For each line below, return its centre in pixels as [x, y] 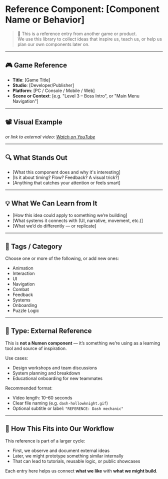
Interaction [23, 273]
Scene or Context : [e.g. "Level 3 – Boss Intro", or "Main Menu [76, 95]
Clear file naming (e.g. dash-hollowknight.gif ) [60, 403]
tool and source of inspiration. [36, 348]
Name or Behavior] [45, 20]
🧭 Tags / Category [34, 246]
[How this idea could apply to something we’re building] [70, 215]
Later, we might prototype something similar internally [68, 455]
